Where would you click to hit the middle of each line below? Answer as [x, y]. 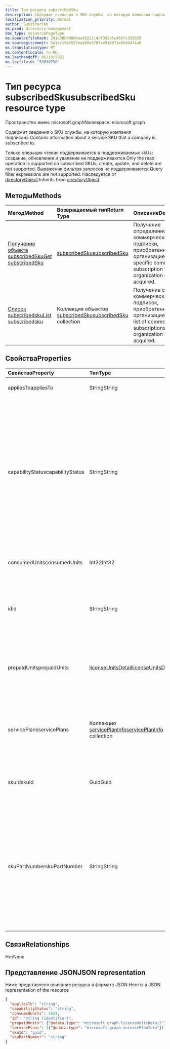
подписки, [146, 244]
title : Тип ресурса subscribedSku [42, 10]
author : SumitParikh [27, 24]
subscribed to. [20, 143]
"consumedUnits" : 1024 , [35, 1014]
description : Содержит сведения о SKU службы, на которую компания [78, 15]
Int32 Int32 [102, 562]
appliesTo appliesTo [31, 387]
